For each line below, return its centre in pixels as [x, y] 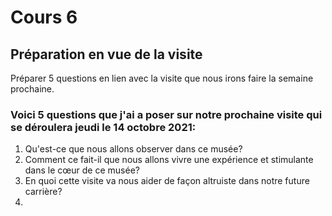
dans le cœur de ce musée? [82, 170]
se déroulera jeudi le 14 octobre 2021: [103, 127]
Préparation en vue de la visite [106, 54]
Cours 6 [44, 17]
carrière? [43, 192]
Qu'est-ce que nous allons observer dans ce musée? [133, 149]
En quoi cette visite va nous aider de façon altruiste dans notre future [167, 181]
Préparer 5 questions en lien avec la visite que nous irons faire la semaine [162, 78]
